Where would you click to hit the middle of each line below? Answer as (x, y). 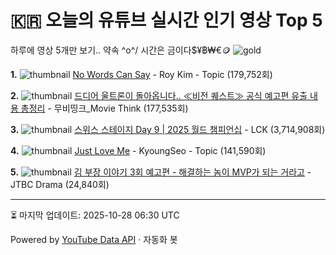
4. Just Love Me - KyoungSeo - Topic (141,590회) (138, 150)
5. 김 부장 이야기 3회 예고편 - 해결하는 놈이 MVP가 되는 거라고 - (161, 172)
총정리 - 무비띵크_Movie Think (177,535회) (104, 108)
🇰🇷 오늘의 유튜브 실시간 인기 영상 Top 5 (166, 20)
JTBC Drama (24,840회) (60, 184)
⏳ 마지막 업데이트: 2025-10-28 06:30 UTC (95, 215)
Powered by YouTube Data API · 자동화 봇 (94, 239)
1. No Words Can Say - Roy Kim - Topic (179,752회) (141, 74)
